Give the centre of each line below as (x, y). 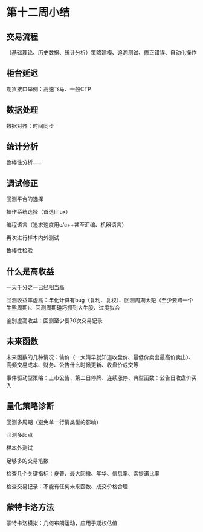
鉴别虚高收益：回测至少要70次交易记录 (54, 321)
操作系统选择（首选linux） (39, 212)
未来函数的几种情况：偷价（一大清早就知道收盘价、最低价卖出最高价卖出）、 (100, 357)
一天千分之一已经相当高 (35, 287)
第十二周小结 (38, 12)
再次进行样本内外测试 (33, 238)
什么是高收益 (30, 271)
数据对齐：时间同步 (30, 125)
